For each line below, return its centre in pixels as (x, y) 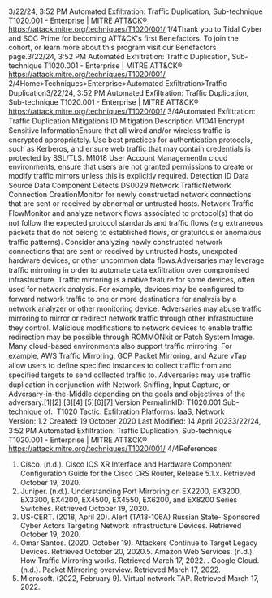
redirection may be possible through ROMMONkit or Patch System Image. (132, 337)
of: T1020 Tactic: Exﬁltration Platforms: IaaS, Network (134, 411)
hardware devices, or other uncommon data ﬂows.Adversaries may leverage (136, 260)
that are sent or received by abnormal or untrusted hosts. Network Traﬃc (131, 204)
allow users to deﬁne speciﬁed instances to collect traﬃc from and (120, 365)
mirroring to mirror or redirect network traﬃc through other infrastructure (131, 318)
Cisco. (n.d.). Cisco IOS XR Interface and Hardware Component (126, 464)
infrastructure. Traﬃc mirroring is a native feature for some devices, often (132, 280)
